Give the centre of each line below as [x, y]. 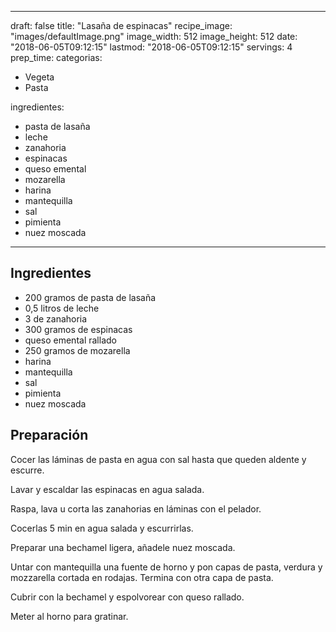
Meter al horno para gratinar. [69, 616]
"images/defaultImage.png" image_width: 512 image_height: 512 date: [154, 36]
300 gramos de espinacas [78, 329]
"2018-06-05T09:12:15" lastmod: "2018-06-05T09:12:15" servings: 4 [151, 47]
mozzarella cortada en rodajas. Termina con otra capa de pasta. [142, 577]
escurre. [27, 470]
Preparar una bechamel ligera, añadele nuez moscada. [123, 547]
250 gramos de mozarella [77, 350]
